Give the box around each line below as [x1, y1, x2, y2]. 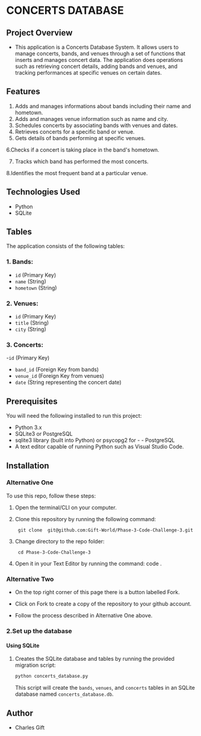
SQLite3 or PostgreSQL [14, 430, 73, 438]
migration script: [14, 661, 56, 669]
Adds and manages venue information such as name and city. [14, 115, 169, 122]
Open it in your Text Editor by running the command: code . [14, 560, 162, 567]
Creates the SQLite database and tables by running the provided [14, 655, 175, 663]
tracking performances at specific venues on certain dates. [14, 69, 162, 76]
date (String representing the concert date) [14, 379, 122, 386]
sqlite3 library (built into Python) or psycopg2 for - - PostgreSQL [14, 437, 175, 444]
